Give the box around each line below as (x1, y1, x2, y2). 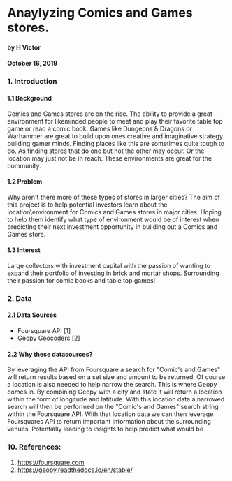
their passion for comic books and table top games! (7, 276, 156, 284)
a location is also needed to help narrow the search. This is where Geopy (7, 380, 217, 389)
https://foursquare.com (17, 458, 85, 466)
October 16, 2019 (7, 59, 58, 68)
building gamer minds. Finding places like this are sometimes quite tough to (7, 139, 225, 147)
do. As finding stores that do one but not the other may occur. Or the (7, 147, 205, 155)
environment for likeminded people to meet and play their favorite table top (7, 117, 223, 125)
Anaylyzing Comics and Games (7, 5, 194, 21)
